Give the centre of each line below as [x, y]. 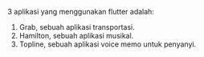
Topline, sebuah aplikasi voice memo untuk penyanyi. [108, 44]
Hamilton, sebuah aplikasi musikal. [76, 36]
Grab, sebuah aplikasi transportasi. [77, 27]
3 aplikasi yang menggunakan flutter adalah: [81, 12]
